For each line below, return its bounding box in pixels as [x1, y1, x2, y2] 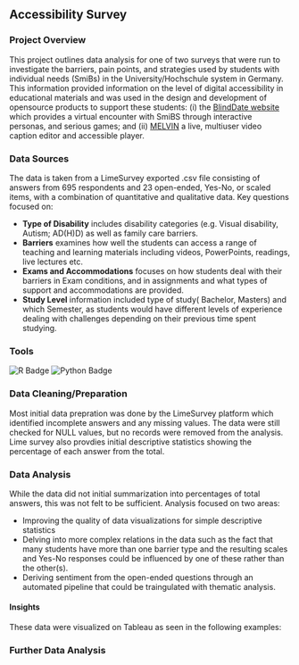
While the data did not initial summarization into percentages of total [9, 488, 261, 499]
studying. [21, 322, 57, 333]
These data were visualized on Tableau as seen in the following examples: [9, 622, 282, 633]
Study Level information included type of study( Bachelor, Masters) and [21, 294, 287, 304]
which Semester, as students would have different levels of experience [21, 303, 283, 314]
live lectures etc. [21, 256, 83, 267]
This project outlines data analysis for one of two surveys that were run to [9, 54, 281, 65]
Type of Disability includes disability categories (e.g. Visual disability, [21, 218, 279, 229]
